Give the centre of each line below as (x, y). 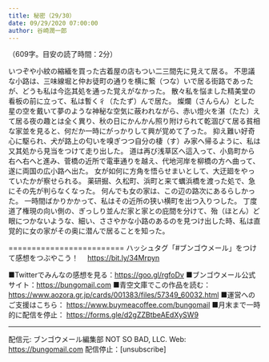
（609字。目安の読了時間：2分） (63, 54)
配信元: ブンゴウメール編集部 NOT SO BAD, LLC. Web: (97, 340)
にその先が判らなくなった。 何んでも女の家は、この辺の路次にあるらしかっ (132, 191)
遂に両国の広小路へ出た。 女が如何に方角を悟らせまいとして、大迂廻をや (128, 171)
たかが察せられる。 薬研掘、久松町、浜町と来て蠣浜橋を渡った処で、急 (139, 181)
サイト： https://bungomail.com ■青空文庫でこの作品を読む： (109, 285)
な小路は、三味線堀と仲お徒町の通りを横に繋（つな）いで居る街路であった (131, 82)
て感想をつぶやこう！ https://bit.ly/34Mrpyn (84, 258)
